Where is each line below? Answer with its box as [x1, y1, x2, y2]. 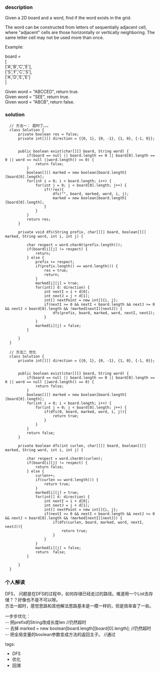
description [5, 4, 33, 11]
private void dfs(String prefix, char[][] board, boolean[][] [17, 230, 146, 234]
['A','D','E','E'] [5, 74, 31, 80]
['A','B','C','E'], [5, 64, 32, 70]
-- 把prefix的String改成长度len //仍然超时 [5, 619, 86, 625]
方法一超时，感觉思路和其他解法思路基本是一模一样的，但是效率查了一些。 [5, 602, 154, 609]
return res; [26, 217, 51, 222]
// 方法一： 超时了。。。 [9, 123, 51, 128]
